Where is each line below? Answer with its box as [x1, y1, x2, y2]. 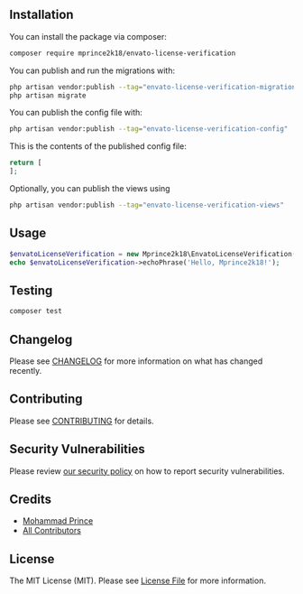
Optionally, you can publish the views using [9, 183, 170, 194]
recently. [9, 366, 42, 376]
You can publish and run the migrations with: [9, 65, 176, 76]
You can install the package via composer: [9, 31, 167, 42]
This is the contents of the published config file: [9, 141, 187, 152]
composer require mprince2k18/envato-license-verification [9, 49, 236, 58]
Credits [9, 492, 52, 507]
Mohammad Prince [22, 515, 94, 526]
